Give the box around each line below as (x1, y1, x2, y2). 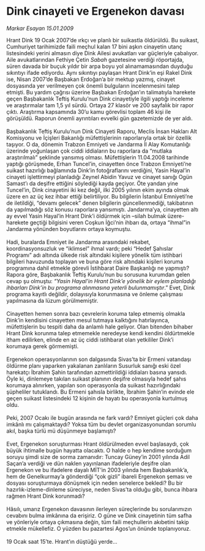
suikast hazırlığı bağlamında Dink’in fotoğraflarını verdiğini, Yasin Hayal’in (6, 167, 191, 174)
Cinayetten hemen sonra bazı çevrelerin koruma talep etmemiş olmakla (6, 310, 185, 317)
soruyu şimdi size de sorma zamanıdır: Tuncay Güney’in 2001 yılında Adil (6, 453, 190, 460)
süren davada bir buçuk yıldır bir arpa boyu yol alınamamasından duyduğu (6, 63, 193, 70)
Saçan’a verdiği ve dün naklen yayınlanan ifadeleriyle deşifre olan (6, 460, 171, 467)
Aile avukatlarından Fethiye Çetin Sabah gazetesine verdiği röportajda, (6, 56, 184, 63)
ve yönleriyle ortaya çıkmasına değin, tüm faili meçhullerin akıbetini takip (6, 518, 189, 525)
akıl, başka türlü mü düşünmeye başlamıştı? (6, 427, 116, 435)
